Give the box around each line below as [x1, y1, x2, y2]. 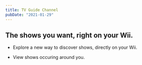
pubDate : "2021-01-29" [5, 12, 54, 17]
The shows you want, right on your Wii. [5, 31, 133, 40]
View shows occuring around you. [12, 54, 85, 60]
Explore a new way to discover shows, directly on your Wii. [12, 44, 137, 51]
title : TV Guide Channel [5, 7, 58, 13]
